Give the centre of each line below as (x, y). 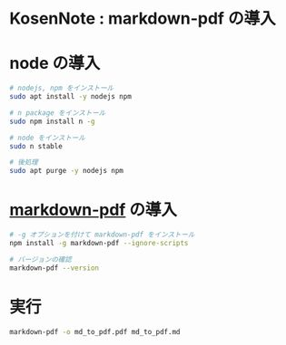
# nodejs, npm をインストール (62, 88)
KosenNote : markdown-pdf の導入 (143, 19)
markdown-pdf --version (54, 268)
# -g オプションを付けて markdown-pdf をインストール (102, 235)
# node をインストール (48, 138)
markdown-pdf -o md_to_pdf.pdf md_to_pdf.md (95, 331)
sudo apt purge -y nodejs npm (67, 171)
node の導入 (55, 63)
